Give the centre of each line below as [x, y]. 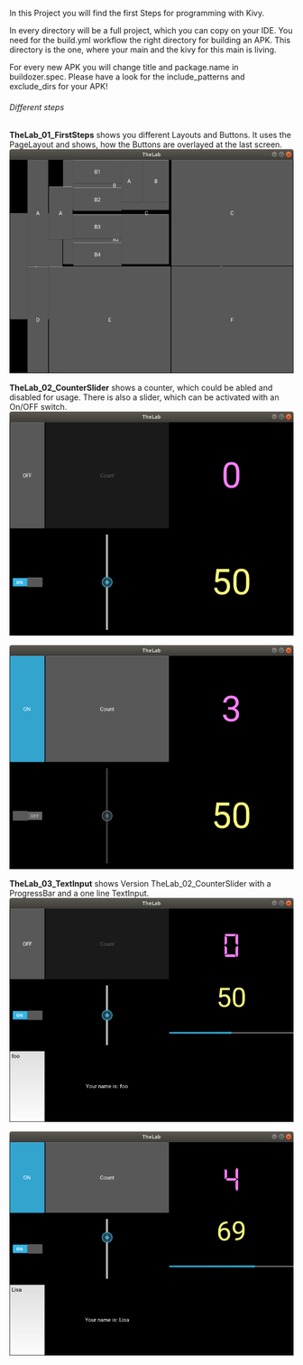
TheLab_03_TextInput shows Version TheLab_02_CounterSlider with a [141, 883]
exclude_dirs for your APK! [59, 86]
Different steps [37, 107]
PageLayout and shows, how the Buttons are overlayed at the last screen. [146, 144]
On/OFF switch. [38, 407]
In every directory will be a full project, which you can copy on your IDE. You [151, 30]
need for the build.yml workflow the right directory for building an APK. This [150, 40]
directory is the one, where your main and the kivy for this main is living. [143, 50]
